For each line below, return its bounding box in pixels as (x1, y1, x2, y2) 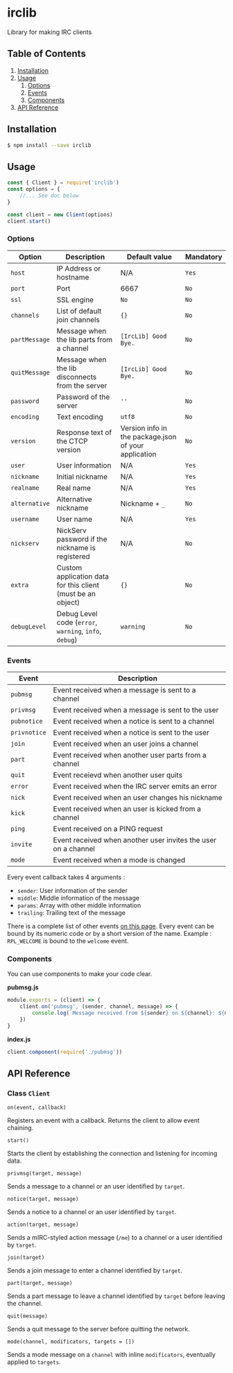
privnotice (10, 728, 46, 737)
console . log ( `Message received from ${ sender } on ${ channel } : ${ (32, 1009, 225, 1017)
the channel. (7, 1299, 43, 1308)
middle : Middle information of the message (17, 894, 140, 903)
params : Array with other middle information (17, 901, 141, 910)
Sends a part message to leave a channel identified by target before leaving (7, 1292, 225, 1300)
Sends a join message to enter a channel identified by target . (7, 1266, 182, 1274)
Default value (127, 252, 172, 262)
